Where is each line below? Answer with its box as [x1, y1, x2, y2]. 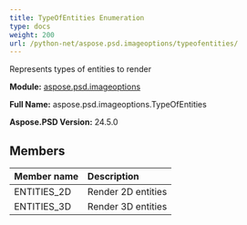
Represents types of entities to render [9, 64, 152, 75]
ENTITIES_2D [14, 186, 72, 199]
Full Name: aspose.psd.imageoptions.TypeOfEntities [9, 99, 207, 110]
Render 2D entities [87, 186, 168, 199]
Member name [14, 170, 79, 183]
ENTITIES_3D [14, 200, 72, 213]
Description [87, 170, 139, 183]
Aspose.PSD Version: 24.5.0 [9, 117, 118, 128]
